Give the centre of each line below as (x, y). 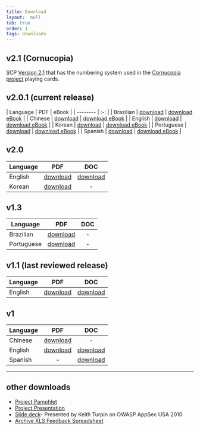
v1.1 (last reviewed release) (57, 265)
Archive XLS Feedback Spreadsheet (59, 420)
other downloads (38, 387)
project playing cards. (33, 79)
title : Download (26, 12)
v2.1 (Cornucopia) (40, 58)
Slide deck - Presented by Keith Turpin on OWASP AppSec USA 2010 (99, 414)
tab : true (18, 23)
